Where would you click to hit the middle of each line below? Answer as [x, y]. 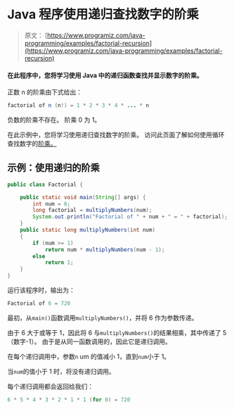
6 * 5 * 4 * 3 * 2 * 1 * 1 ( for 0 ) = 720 [69, 399]
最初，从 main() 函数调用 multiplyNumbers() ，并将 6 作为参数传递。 [103, 317]
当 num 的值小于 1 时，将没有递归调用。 [61, 371]
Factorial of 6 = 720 [39, 303]
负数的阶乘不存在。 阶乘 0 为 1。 [54, 120]
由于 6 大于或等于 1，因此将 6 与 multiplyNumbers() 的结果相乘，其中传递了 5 [117, 332]
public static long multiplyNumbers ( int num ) [88, 230]
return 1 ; [59, 263]
